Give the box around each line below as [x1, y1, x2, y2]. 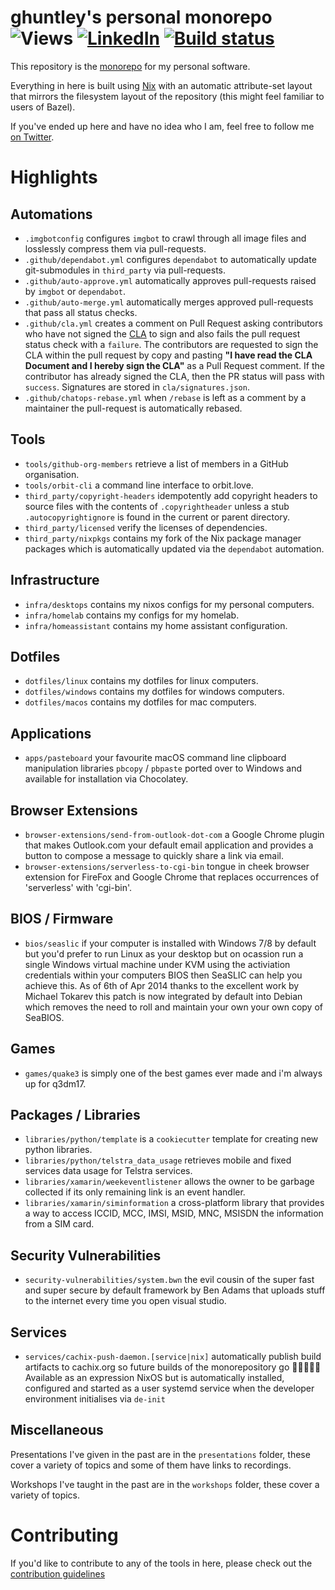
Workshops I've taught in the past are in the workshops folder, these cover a [10, 1478, 320, 1490]
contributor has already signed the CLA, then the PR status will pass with [24, 370, 325, 382]
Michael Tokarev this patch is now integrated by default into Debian [24, 990, 303, 1002]
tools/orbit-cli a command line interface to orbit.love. [24, 479, 254, 491]
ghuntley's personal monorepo [10, 6, 273, 29]
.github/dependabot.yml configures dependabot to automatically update [24, 253, 317, 265]
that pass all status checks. [24, 306, 138, 318]
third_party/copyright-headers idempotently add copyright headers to [24, 489, 318, 501]
